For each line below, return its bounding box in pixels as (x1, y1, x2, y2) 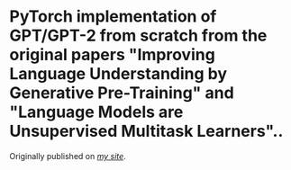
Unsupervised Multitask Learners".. (9, 121, 284, 141)
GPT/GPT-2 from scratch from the (9, 25, 268, 46)
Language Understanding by (9, 64, 228, 85)
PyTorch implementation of (9, 6, 217, 27)
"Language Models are (9, 102, 184, 122)
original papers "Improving (9, 45, 216, 65)
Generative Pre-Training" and (9, 83, 234, 103)
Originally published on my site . (9, 150, 126, 161)
